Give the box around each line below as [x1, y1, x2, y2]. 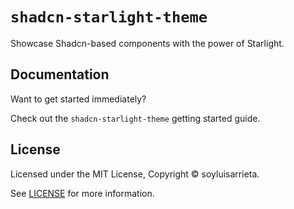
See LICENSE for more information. [10, 187, 155, 199]
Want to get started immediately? [10, 93, 147, 105]
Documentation [10, 66, 110, 83]
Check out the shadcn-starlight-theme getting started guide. [10, 112, 261, 124]
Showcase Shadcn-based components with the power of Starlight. [10, 37, 285, 49]
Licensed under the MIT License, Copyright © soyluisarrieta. [10, 168, 260, 180]
